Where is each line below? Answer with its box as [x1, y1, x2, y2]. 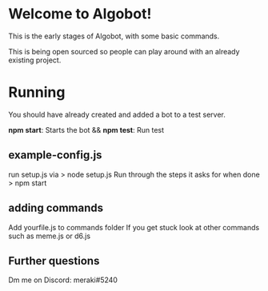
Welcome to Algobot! [8, 5, 152, 23]
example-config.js [8, 149, 102, 162]
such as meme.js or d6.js [8, 231, 90, 241]
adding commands [8, 201, 104, 215]
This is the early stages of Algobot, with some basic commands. [8, 31, 220, 41]
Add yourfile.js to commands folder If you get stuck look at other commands [8, 222, 260, 232]
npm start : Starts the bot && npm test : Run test [8, 125, 165, 134]
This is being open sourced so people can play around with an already [8, 46, 240, 56]
